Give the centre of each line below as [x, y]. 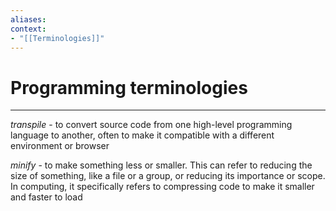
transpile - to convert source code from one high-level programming [151, 125]
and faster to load [46, 197]
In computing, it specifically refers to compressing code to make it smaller [162, 187]
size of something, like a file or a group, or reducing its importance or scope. [168, 176]
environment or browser [60, 146]
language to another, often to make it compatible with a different [142, 135]
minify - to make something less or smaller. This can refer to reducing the [161, 165]
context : [28, 29]
